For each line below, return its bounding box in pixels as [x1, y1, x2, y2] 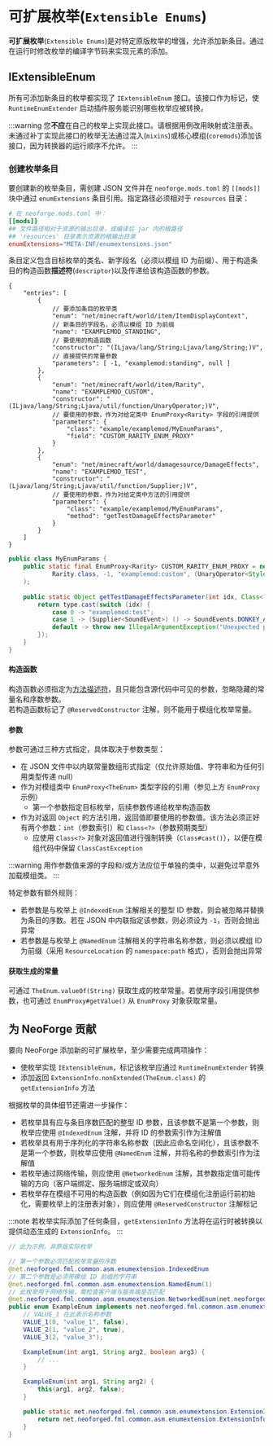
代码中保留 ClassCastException [39, 843, 144, 853]
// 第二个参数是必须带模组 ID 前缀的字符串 [8, 1272, 137, 1281]
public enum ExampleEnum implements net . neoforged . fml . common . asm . [8, 1303, 242, 1312]
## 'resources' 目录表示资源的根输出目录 [8, 232, 136, 240]
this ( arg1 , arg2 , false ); [37, 1386, 126, 1394]
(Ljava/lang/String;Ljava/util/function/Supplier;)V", [8, 482, 198, 490]
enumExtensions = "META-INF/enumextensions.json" [8, 240, 173, 248]
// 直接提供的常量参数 [51, 352, 118, 361]
